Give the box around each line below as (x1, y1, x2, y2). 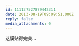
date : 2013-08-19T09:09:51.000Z (5, 12, 74, 17)
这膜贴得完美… (5, 35, 37, 41)
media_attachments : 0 (5, 21, 51, 26)
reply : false (5, 16, 33, 21)
